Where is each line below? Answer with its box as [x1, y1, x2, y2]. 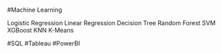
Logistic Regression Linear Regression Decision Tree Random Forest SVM [7, 19, 216, 26]
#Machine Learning [7, 6, 63, 14]
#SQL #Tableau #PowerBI [7, 39, 80, 47]
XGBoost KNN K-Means [7, 26, 74, 34]
